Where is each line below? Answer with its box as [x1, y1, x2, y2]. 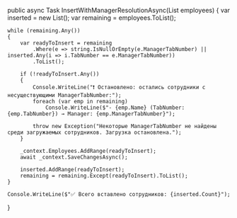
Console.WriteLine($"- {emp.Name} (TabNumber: [45, 104, 185, 111]
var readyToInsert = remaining [20, 40, 112, 47]
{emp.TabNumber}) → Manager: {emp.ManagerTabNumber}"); [7, 110, 175, 117]
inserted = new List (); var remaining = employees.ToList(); [7, 13, 176, 22]
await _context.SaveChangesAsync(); [20, 154, 129, 161]
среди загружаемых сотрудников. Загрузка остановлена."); [7, 129, 182, 136]
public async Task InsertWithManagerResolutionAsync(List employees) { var [7, 6, 231, 14]
